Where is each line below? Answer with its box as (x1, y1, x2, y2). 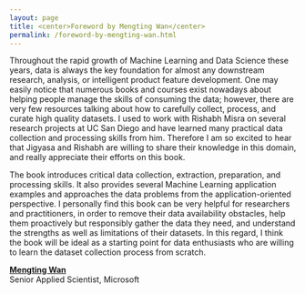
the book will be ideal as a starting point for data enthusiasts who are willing (9, 238, 294, 248)
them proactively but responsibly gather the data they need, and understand (9, 218, 296, 228)
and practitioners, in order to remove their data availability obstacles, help (9, 208, 286, 219)
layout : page (9, 13, 59, 23)
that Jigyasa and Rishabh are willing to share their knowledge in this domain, (9, 142, 297, 153)
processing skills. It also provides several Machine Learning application (9, 179, 277, 190)
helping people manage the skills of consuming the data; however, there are (9, 94, 294, 105)
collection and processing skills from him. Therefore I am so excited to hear (9, 133, 292, 144)
